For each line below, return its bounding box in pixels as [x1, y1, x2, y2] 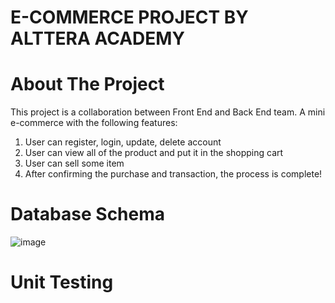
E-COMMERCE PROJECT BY [10, 6, 249, 29]
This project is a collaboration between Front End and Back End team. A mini [10, 106, 326, 118]
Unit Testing [10, 271, 114, 294]
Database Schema [10, 203, 166, 226]
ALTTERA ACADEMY [10, 27, 185, 50]
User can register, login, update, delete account [24, 136, 222, 148]
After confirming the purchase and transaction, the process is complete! [24, 168, 323, 180]
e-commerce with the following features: [10, 117, 178, 129]
